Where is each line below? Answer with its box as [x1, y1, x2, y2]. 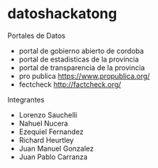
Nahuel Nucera [18, 118, 69, 128]
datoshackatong [7, 5, 118, 23]
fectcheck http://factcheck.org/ [18, 80, 122, 89]
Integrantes [7, 95, 45, 104]
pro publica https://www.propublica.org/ [18, 71, 151, 80]
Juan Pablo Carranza [18, 151, 88, 162]
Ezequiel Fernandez [18, 127, 84, 136]
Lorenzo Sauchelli [18, 110, 78, 119]
